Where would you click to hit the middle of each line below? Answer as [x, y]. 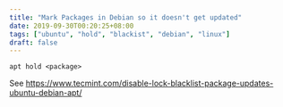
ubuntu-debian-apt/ [46, 93]
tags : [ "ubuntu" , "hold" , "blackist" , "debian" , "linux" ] [120, 34]
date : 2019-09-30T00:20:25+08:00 [72, 26]
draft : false [34, 42]
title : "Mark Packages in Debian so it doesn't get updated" [126, 17]
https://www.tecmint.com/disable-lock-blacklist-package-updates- [150, 83]
